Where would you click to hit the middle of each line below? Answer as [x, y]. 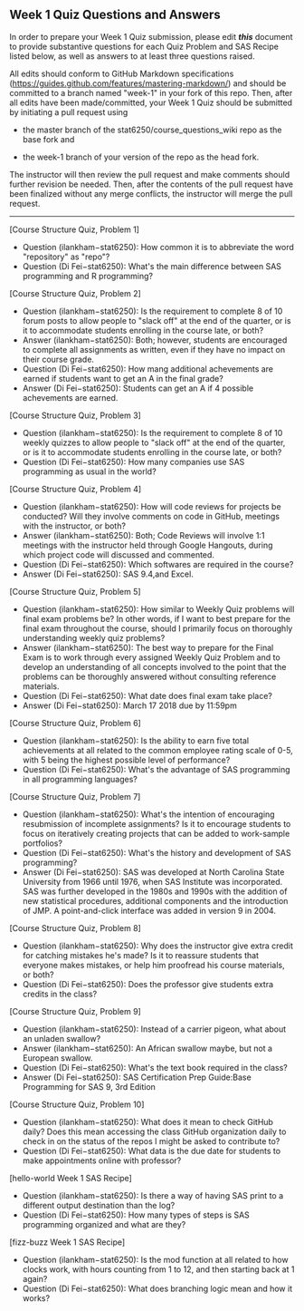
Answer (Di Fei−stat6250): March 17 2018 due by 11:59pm [129, 705]
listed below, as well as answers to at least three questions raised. [132, 56]
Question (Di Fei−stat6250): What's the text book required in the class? [155, 1067]
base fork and [48, 139]
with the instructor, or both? [74, 526]
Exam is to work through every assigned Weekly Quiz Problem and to [151, 657]
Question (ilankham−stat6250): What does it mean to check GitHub [148, 1122]
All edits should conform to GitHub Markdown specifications [122, 73]
